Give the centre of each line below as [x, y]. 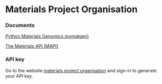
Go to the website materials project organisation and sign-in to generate [81, 70]
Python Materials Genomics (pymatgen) [47, 36]
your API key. [19, 76]
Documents [20, 25]
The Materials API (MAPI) [32, 46]
